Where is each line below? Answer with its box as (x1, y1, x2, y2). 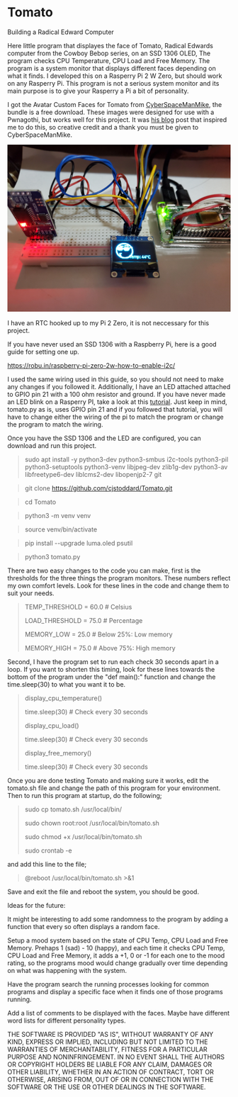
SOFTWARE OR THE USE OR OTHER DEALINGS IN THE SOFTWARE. (7, 1083, 206, 1091)
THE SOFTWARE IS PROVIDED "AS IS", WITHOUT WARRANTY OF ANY (7, 1030, 214, 1039)
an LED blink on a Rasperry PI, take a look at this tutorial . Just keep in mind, (7, 398, 228, 406)
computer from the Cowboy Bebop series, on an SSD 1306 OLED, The (7, 49, 211, 57)
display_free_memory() (24, 749, 92, 758)
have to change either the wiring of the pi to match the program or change (7, 412, 225, 422)
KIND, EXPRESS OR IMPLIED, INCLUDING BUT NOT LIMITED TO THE (7, 1037, 208, 1046)
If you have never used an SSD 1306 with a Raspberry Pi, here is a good (7, 340, 217, 349)
